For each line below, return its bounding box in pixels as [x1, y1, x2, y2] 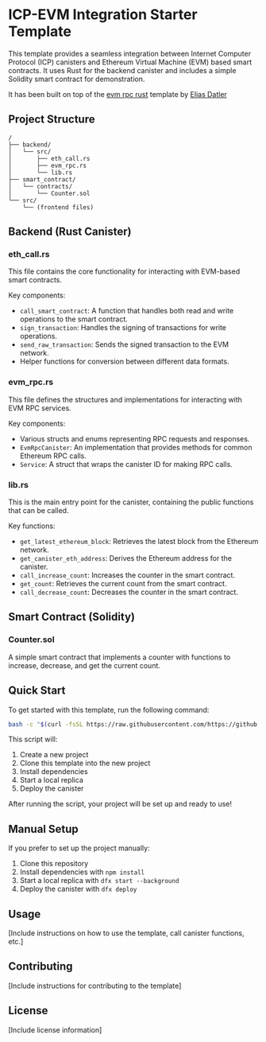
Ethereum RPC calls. [19, 451, 87, 461]
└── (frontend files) [22, 203, 94, 212]
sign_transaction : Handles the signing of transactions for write [19, 323, 227, 332]
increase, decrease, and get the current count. [8, 660, 161, 670]
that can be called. [8, 506, 69, 515]
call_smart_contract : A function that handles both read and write [19, 306, 234, 316]
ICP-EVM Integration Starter [8, 6, 198, 24]
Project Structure [8, 113, 95, 126]
